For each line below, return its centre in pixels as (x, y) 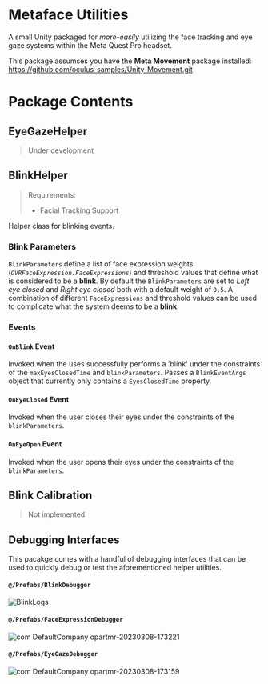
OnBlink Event (32, 346)
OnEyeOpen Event (35, 444)
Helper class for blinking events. (61, 226)
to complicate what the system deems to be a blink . (94, 306)
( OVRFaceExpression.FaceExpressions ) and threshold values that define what (133, 273)
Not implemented (56, 514)
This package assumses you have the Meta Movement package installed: (130, 61)
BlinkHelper (38, 176)
